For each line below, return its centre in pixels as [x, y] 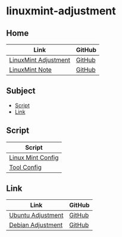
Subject [21, 91]
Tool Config [25, 167]
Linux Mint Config [34, 157]
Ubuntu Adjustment [36, 215]
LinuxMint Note [30, 70]
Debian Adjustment [36, 225]
